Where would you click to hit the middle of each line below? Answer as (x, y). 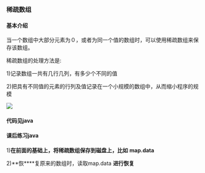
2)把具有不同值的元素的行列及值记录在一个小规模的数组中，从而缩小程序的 (100, 86)
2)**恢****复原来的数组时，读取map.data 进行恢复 (70, 163)
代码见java (20, 121)
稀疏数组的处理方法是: (34, 61)
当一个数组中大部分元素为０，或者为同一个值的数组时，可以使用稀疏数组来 (100, 40)
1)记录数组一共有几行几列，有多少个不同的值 (62, 74)
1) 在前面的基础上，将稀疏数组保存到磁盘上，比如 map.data (80, 150)
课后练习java (23, 136)
